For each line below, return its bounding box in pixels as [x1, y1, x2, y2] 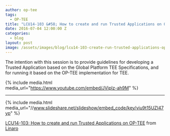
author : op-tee [5, 7, 37, 13]
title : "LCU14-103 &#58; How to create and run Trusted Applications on [5, 21, 162, 27]
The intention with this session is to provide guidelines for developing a [5, 59, 153, 65]
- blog [10, 36, 24, 41]
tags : [5, 12, 17, 17]
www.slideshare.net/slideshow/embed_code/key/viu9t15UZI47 [33, 105, 164, 111]
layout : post [5, 40, 33, 46]
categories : [5, 31, 30, 36]
